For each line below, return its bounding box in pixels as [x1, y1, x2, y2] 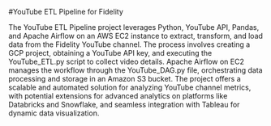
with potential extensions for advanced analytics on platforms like [8, 91, 228, 100]
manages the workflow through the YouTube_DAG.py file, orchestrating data [8, 65, 263, 75]
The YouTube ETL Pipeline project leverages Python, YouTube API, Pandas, [8, 23, 260, 31]
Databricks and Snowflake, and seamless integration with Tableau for [8, 100, 240, 109]
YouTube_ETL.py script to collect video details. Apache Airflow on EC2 [8, 57, 245, 66]
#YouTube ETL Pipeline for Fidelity [8, 7, 124, 16]
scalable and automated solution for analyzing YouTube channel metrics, [8, 82, 252, 92]
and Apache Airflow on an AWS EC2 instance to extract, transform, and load [8, 31, 264, 40]
